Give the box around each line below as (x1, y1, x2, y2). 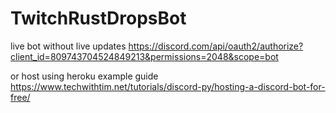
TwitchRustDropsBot (10, 7, 187, 30)
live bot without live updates (10, 40, 127, 52)
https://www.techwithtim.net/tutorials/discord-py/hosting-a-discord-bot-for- (10, 80, 326, 92)
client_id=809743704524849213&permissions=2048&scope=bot (10, 50, 279, 62)
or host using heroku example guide (10, 70, 159, 82)
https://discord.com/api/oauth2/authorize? (128, 40, 304, 52)
